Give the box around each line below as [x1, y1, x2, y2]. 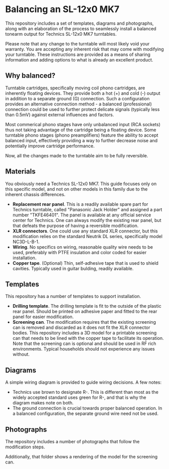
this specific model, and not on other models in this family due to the [5, 186, 148, 192]
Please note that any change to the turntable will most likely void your [5, 40, 150, 46]
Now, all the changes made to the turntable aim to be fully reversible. [5, 152, 148, 158]
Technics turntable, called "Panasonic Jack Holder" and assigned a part [12, 206, 162, 212]
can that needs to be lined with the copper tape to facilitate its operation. [12, 335, 164, 341]
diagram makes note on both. [12, 400, 74, 406]
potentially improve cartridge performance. [5, 143, 95, 149]
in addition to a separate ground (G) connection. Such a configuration [5, 95, 150, 101]
